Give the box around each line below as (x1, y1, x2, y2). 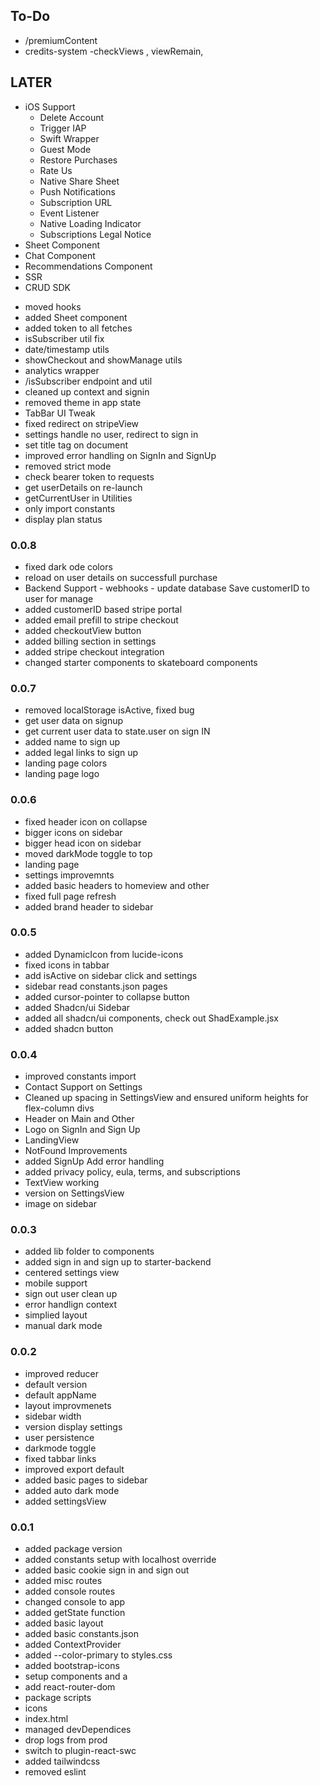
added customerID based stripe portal (24, 603, 183, 615)
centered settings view (24, 1267, 120, 1279)
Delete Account (39, 111, 105, 123)
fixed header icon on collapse (24, 815, 148, 828)
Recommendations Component (24, 260, 153, 272)
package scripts (24, 1692, 92, 1703)
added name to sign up (24, 736, 121, 748)
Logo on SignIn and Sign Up (24, 1124, 141, 1136)
